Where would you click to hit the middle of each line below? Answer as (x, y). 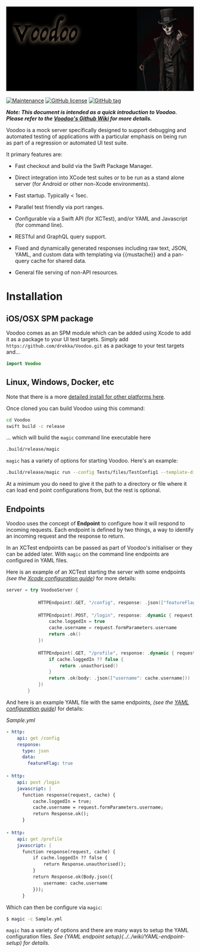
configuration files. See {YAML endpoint (55, 936)
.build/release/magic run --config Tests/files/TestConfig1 (82, 473)
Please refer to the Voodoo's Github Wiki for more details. (79, 119)
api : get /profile (40, 839)
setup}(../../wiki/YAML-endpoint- (146, 936)
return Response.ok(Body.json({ (73, 877)
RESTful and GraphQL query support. (61, 237)
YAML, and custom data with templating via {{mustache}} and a (93, 255)
